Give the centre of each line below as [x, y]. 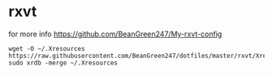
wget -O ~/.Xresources [47, 48]
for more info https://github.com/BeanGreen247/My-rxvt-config [115, 34]
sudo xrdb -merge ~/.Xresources [63, 63]
